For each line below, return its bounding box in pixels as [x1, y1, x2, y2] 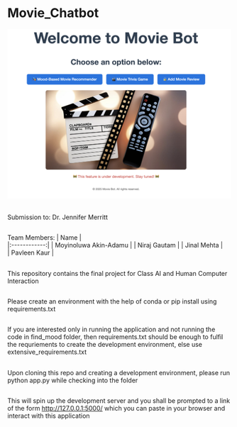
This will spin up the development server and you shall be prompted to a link [7, 396, 231, 405]
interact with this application [7, 411, 90, 420]
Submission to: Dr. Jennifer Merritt [7, 213, 109, 221]
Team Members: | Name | [7, 233, 82, 242]
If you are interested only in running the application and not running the [7, 325, 216, 334]
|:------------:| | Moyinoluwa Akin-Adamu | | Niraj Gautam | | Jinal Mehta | [7, 241, 224, 250]
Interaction [7, 277, 39, 285]
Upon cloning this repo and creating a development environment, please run [7, 368, 231, 377]
